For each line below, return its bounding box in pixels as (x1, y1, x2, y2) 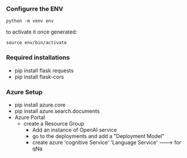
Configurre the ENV (6, 5, 64, 13)
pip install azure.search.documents (14, 107, 100, 114)
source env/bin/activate (6, 40, 67, 46)
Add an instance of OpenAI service (32, 126, 118, 133)
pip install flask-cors (14, 73, 64, 80)
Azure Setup (6, 88, 43, 96)
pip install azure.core (14, 101, 66, 108)
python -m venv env (6, 18, 54, 24)
